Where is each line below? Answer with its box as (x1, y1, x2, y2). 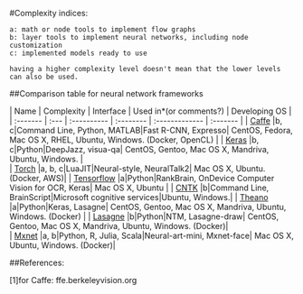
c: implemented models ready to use (9, 49, 147, 58)
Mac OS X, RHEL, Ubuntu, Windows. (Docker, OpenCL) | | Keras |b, (9, 134, 260, 145)
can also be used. (9, 72, 79, 81)
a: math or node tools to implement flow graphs (9, 25, 196, 34)
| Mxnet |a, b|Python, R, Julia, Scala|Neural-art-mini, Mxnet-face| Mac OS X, (9, 230, 294, 241)
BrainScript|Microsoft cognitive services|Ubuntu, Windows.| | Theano (9, 192, 269, 202)
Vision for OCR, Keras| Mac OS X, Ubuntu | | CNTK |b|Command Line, (9, 182, 270, 193)
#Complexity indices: (9, 8, 89, 18)
